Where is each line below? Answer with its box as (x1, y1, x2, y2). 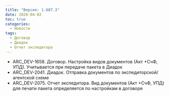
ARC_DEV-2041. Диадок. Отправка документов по (12, 69, 121, 75)
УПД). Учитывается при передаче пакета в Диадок (12, 64, 123, 70)
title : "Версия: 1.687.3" (5, 7, 60, 13)
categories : (5, 21, 30, 27)
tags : (5, 31, 17, 36)
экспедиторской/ (121, 69, 158, 75)
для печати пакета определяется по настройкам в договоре (12, 85, 143, 91)
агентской (12, 74, 35, 80)
